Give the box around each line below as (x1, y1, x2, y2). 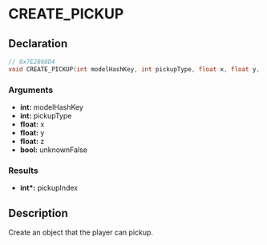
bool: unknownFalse (19, 145, 88, 155)
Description (8, 206, 68, 220)
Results (8, 165, 38, 176)
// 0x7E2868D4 (8, 58, 56, 66)
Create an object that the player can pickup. (8, 227, 154, 237)
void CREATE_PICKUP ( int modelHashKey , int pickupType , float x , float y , (8, 65, 261, 73)
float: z (19, 137, 45, 147)
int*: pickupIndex (19, 183, 79, 193)
